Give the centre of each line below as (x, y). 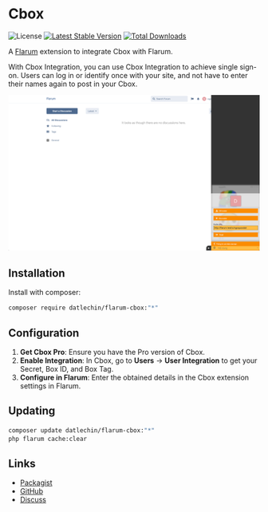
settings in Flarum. (50, 386)
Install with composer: (45, 293)
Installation (37, 273)
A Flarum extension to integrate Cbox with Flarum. (91, 51)
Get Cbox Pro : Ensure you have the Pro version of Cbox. (112, 352)
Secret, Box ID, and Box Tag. (67, 368)
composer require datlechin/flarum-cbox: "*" (83, 308)
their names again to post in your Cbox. (73, 84)
